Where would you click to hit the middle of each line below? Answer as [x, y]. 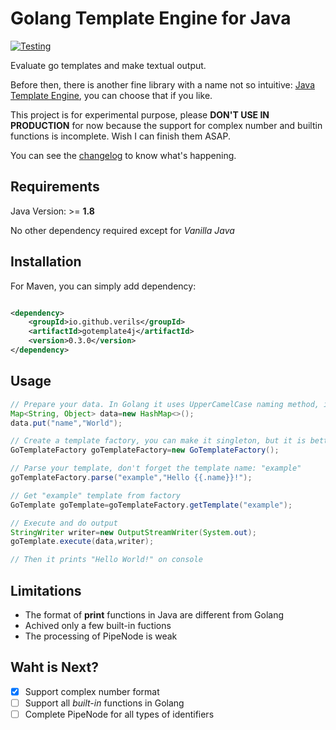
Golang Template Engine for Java [151, 18]
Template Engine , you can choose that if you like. [111, 95]
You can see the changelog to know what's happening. [123, 155]
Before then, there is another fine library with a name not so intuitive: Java [163, 84]
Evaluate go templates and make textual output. [108, 65]
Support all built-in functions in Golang [104, 703]
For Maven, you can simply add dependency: [103, 286]
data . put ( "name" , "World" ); [66, 423]
